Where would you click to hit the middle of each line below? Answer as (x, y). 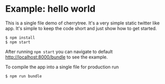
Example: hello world (50, 9)
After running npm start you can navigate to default (59, 51)
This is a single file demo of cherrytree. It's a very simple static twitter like (82, 23)
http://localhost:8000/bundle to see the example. (57, 57)
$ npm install (20, 38)
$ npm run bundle (24, 76)
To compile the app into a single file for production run (62, 67)
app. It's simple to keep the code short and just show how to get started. (81, 28)
